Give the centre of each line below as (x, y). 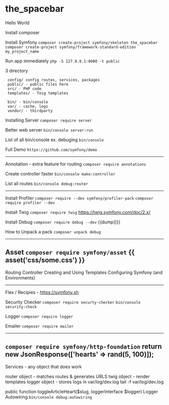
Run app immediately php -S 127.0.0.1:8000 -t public (63, 61)
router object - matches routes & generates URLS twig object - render (77, 376)
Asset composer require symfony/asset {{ (70, 252)
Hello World (17, 23)
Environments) (20, 277)
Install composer (23, 32)
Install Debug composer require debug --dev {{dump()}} (63, 222)
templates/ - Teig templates (38, 93)
